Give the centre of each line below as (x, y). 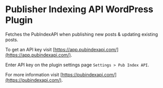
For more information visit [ (34, 74)
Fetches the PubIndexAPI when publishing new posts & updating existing (82, 34)
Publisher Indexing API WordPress (79, 9)
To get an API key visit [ (30, 49)
